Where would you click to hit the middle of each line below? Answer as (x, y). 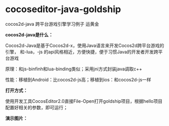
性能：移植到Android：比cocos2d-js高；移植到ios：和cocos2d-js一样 (78, 79)
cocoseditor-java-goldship (63, 9)
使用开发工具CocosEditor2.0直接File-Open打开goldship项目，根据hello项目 (84, 101)
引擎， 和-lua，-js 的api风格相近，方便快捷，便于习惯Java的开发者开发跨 (82, 52)
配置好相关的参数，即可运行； (36, 107)
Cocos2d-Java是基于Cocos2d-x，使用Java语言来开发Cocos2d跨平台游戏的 (85, 45)
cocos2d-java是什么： (29, 34)
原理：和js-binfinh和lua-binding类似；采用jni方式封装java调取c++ (74, 69)
